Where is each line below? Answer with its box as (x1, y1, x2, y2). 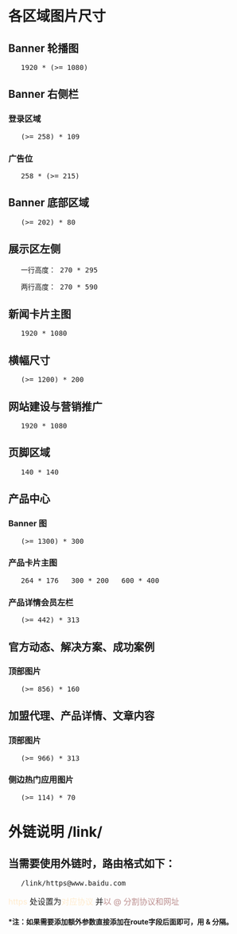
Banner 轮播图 (8, 41, 80, 55)
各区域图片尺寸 (8, 7, 107, 25)
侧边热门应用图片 (8, 774, 74, 785)
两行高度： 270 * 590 (21, 282, 98, 291)
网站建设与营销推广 (8, 400, 103, 413)
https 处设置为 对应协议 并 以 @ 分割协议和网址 (8, 896, 180, 907)
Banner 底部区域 (8, 196, 90, 209)
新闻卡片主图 (8, 307, 72, 321)
